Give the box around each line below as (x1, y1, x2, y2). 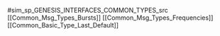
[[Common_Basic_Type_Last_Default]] (7, 21, 119, 29)
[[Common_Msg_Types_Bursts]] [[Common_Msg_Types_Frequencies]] (7, 13, 214, 22)
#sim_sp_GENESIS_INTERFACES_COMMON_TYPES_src (7, 6, 168, 14)
